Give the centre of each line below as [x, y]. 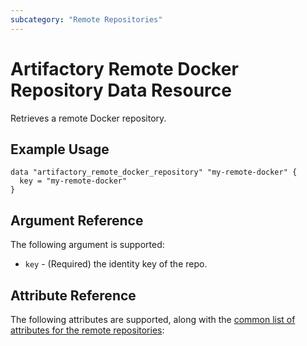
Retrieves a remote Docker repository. [88, 118]
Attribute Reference [73, 295]
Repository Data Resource [121, 90]
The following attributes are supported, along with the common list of [153, 319]
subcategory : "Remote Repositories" [86, 19]
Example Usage [60, 149]
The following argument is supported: [87, 245]
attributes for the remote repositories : [87, 330]
